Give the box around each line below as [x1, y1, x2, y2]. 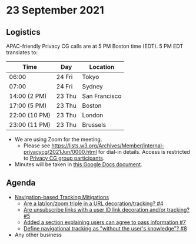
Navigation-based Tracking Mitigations [14, 193, 109, 200]
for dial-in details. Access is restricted [98, 149, 190, 155]
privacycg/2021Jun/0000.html [23, 149, 97, 155]
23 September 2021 [6, 4, 104, 17]
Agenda [6, 178, 36, 188]
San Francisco [82, 92, 122, 100]
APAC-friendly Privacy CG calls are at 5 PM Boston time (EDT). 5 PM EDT [6, 42, 184, 50]
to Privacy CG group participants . [23, 154, 105, 161]
